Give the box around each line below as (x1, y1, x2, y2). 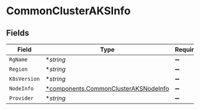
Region (9, 66, 28, 73)
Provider (9, 95, 34, 102)
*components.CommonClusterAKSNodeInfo (45, 84, 170, 93)
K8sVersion (9, 76, 40, 82)
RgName (9, 56, 28, 63)
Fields (6, 28, 30, 38)
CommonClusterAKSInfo (6, 4, 131, 18)
